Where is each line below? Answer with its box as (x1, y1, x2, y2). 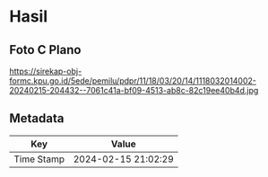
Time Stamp (13, 153, 65, 165)
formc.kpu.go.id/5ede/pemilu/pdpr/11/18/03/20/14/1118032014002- (9, 75, 257, 86)
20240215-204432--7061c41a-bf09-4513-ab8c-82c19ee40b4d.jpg (9, 85, 259, 95)
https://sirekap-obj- (9, 66, 82, 76)
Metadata (9, 111, 65, 127)
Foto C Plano (9, 42, 82, 58)
